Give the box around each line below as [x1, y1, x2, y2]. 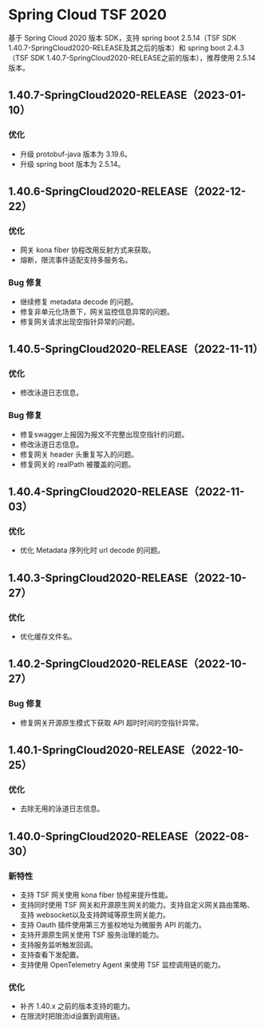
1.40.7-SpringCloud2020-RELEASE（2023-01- [8, 89, 247, 102]
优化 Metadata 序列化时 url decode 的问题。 [19, 545, 165, 556]
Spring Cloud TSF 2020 [8, 6, 168, 24]
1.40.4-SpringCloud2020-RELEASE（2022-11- [8, 484, 245, 498]
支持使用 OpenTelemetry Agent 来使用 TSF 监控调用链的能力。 [19, 960, 225, 970]
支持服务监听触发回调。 [19, 940, 97, 950]
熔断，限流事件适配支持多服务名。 [19, 255, 132, 265]
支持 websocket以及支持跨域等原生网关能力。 [19, 910, 170, 919]
